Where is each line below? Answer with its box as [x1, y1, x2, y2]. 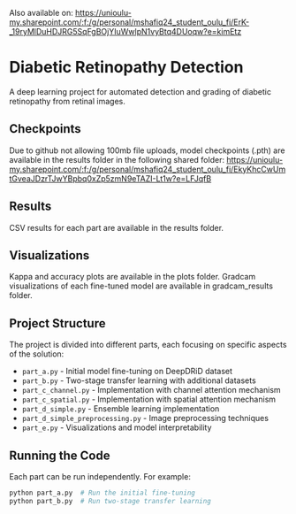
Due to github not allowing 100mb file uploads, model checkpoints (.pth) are [9, 145, 285, 156]
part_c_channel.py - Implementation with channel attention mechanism [21, 385, 281, 395]
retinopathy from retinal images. [9, 96, 125, 106]
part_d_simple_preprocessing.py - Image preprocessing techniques [21, 413, 269, 424]
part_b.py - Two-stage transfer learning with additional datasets [21, 375, 256, 386]
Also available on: [9, 8, 73, 18]
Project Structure [9, 316, 106, 331]
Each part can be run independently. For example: [9, 472, 192, 481]
